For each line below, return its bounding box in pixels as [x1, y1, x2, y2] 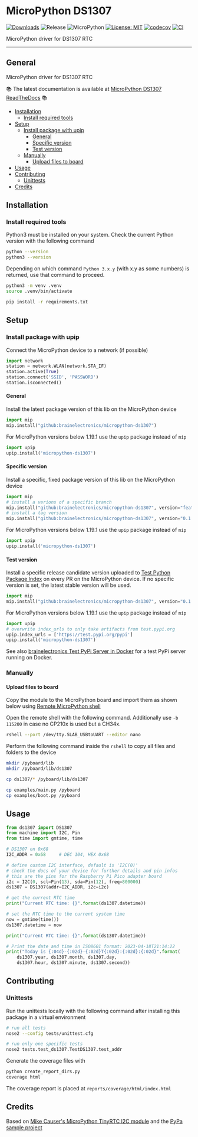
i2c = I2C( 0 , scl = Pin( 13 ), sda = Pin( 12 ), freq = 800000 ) [6, 878, 141, 885]
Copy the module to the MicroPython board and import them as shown [6, 697, 178, 704]
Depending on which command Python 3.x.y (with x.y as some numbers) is [6, 265, 190, 272]
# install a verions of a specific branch [6, 499, 112, 505]
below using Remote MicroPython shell [6, 703, 101, 710]
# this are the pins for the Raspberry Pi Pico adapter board [6, 873, 162, 879]
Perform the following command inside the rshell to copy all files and [6, 743, 176, 750]
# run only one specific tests [6, 1041, 83, 1047]
